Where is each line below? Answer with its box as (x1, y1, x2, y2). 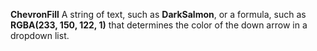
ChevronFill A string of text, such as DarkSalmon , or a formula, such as (10, 9, 307, 20)
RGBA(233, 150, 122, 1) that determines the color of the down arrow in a (10, 19, 308, 31)
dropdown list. (10, 30, 70, 41)
